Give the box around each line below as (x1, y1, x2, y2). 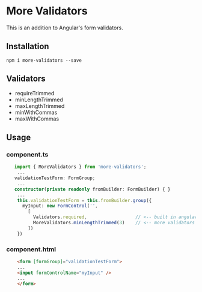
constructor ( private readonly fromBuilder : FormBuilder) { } (14, 186, 171, 192)
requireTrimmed (14, 89, 55, 97)
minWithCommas (14, 109, 58, 116)
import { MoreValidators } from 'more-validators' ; (14, 164, 147, 170)
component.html (6, 245, 57, 253)
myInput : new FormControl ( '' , (22, 203, 98, 209)
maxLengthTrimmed (14, 102, 65, 109)
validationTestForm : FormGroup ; (14, 175, 96, 181)
